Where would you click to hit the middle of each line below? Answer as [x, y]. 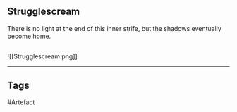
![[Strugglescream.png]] [42, 56]
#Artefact [21, 102]
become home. [29, 36]
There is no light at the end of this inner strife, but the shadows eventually [115, 28]
